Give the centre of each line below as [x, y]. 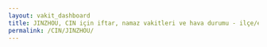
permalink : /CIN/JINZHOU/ [51, 30]
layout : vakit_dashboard [49, 16]
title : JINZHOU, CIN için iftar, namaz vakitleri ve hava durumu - [122, 23]
